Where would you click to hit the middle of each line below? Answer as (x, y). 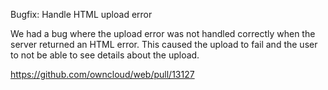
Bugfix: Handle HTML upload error (81, 14)
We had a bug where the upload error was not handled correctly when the (163, 33)
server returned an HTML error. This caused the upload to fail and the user (164, 44)
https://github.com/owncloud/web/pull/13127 (102, 74)
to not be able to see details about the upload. (105, 55)
